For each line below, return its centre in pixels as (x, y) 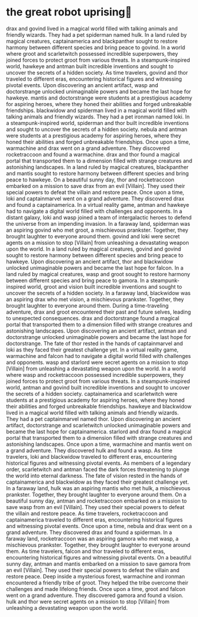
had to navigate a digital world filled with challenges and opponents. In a (94, 211)
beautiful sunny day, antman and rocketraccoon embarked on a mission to (97, 501)
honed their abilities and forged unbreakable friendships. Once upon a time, (98, 142)
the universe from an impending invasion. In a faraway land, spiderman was (98, 223)
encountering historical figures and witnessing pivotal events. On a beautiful (99, 557)
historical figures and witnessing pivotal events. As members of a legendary (98, 463)
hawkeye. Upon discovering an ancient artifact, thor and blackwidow (90, 261)
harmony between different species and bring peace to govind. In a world (95, 47)
